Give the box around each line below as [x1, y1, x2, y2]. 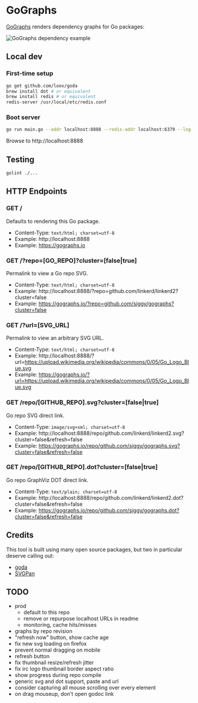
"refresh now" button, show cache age [14, 634, 109, 641]
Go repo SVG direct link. [6, 412, 65, 419]
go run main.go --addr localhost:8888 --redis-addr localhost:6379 [6, 126, 176, 133]
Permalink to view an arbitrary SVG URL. [6, 334, 104, 341]
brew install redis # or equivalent [6, 94, 96, 100]
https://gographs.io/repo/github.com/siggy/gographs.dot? [38, 506, 180, 514]
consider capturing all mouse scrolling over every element [14, 684, 156, 691]
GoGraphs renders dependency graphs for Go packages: [6, 23, 145, 30]
